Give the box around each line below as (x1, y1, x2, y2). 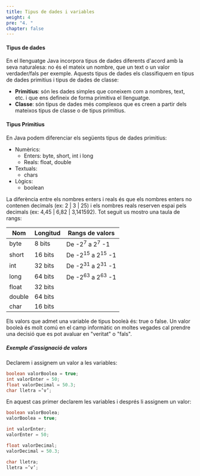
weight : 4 (6, 14, 31, 20)
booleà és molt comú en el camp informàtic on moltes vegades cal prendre (6, 324, 191, 331)
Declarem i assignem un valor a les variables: (6, 359, 118, 366)
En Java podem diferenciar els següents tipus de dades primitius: (6, 134, 167, 141)
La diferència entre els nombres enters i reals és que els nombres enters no (6, 195, 192, 202)
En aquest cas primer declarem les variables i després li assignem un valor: (6, 398, 192, 405)
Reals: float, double (23, 158, 72, 165)
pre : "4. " (6, 20, 33, 26)
